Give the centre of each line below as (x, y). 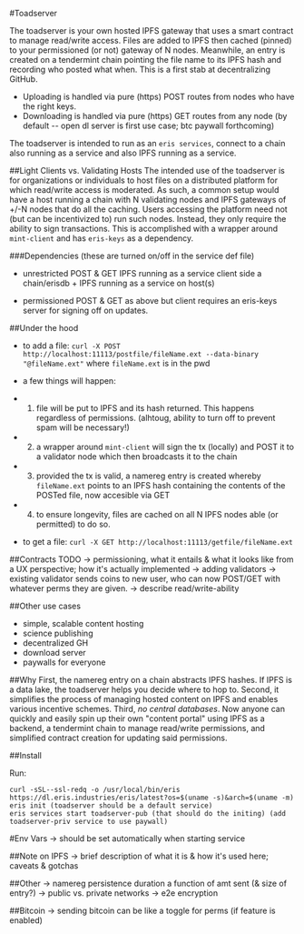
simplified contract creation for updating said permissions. (119, 738)
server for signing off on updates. (85, 310)
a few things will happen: (69, 381)
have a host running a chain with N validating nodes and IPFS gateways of (148, 200)
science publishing (58, 633)
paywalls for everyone (64, 662)
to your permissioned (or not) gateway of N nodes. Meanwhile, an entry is (147, 50)
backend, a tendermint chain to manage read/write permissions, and (137, 728)
